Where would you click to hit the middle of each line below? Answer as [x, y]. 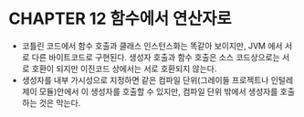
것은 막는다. [60, 102]
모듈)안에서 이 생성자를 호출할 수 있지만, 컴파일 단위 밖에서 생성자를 [158, 91]
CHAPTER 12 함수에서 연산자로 [120, 19]
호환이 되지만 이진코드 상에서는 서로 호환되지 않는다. [124, 69]
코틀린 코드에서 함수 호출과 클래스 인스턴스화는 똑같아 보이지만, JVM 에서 [152, 46]
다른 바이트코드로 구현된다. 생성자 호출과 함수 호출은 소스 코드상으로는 [156, 57]
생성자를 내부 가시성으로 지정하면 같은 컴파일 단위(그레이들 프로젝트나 [145, 80]
